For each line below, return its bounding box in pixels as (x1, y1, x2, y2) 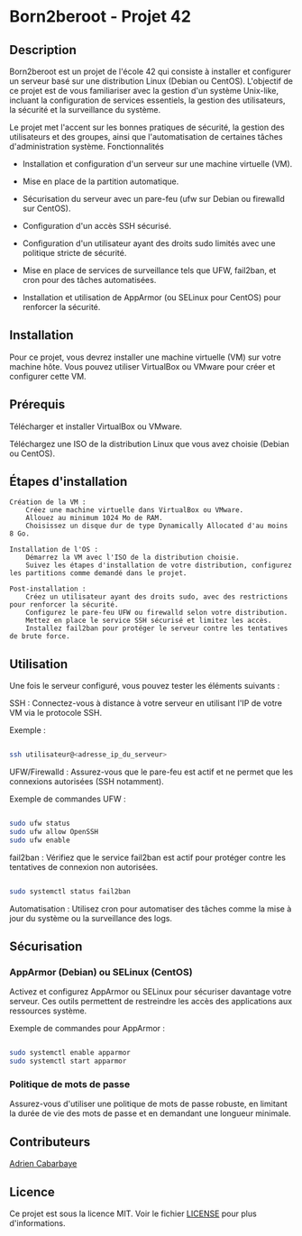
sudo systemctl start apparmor (9, 1057, 127, 1066)
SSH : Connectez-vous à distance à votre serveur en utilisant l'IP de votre (9, 698, 282, 709)
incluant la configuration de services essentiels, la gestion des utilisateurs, (9, 95, 286, 105)
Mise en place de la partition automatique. (22, 176, 179, 187)
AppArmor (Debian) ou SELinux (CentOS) (9, 966, 193, 978)
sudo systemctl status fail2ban (9, 886, 131, 896)
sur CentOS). (22, 203, 71, 214)
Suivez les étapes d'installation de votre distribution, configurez (25, 561, 293, 570)
